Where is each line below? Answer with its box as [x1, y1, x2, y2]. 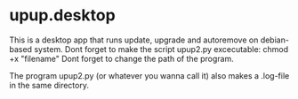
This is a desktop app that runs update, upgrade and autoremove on [9, 34, 259, 45]
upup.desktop [9, 5, 116, 26]
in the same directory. [9, 80, 89, 90]
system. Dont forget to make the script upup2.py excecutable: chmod [34, 43, 289, 54]
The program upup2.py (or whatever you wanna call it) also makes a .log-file [9, 70, 290, 80]
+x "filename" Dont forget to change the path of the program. [9, 53, 234, 64]
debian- [260, 34, 289, 45]
